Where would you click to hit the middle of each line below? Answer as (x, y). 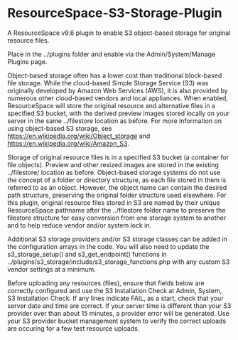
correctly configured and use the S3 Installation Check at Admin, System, (115, 290)
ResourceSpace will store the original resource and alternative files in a (111, 105)
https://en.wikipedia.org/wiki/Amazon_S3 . (68, 143)
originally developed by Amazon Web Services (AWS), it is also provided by (118, 90)
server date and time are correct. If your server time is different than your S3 (119, 306)
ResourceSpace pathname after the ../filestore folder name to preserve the (117, 210)
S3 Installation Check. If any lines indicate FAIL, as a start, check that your (115, 298)
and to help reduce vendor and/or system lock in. (80, 225)
